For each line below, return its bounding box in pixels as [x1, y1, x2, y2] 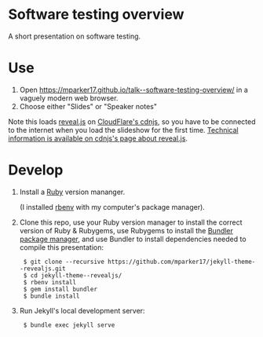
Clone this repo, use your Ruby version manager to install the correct [19, 218, 243, 227]
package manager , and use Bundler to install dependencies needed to [19, 234, 247, 244]
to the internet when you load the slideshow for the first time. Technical [8, 125, 239, 134]
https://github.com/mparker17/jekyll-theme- [107, 258, 256, 266]
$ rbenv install [23, 278, 77, 286]
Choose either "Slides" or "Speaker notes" [19, 101, 157, 111]
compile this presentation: [19, 242, 104, 252]
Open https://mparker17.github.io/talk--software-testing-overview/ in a [19, 85, 249, 94]
